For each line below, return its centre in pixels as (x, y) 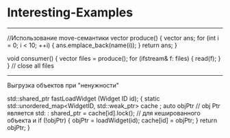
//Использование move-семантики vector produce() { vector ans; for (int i (113, 38)
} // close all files (31, 66)
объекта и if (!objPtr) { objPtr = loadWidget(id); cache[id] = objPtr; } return (112, 120)
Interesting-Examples (70, 13)
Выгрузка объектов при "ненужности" (63, 85)
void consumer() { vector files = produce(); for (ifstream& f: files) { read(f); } (114, 58)
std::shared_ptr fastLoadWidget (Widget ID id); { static (84, 98)
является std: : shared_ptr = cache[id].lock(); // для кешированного (104, 113)
